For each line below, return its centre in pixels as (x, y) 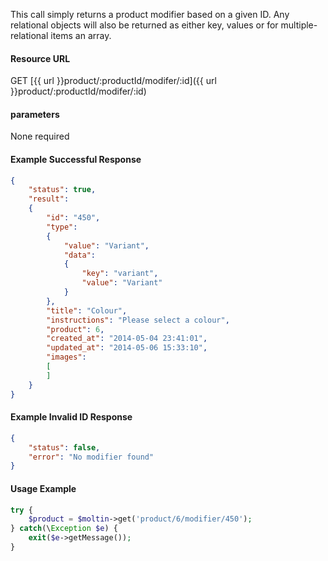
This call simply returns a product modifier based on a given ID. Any (150, 14)
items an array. (81, 35)
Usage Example (43, 488)
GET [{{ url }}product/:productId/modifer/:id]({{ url (113, 81)
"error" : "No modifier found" (91, 457)
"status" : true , (62, 190)
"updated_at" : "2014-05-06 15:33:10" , (127, 348)
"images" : (66, 357)
